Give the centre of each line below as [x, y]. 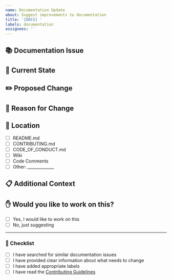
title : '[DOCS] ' [24, 19]
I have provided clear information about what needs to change [78, 260]
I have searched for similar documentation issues [64, 254]
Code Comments [30, 161]
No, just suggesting [33, 225]
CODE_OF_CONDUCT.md [39, 149]
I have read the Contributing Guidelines [54, 272]
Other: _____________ [33, 167]
